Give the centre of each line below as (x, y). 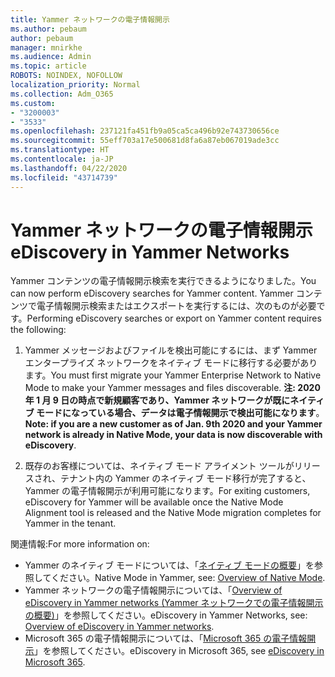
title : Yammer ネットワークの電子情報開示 (90, 19)
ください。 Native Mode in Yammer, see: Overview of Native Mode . (188, 578)
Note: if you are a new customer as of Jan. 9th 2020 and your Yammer (173, 424)
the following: (38, 330)
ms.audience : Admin (51, 57)
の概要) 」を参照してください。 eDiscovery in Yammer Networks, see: (166, 615)
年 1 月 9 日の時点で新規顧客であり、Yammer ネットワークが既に (157, 400)
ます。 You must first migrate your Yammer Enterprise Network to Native (173, 375)
